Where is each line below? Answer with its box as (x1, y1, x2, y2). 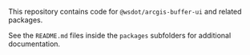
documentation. (8, 39, 61, 49)
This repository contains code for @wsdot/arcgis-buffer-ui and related (8, 7, 242, 16)
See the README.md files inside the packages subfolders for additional (8, 31, 232, 40)
